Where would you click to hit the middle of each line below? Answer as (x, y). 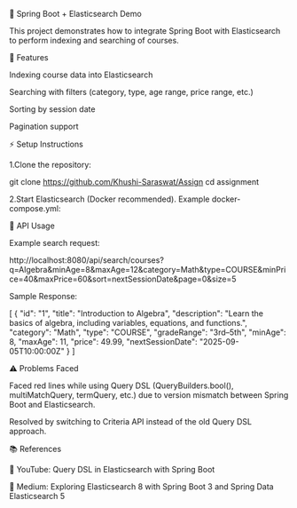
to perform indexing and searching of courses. (94, 40)
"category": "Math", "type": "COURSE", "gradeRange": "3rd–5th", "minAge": (148, 332)
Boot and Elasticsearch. (52, 405)
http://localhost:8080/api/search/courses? (86, 260)
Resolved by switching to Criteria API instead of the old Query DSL (131, 421)
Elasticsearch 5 (37, 496)
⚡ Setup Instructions (47, 144)
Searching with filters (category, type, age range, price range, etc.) (132, 92)
